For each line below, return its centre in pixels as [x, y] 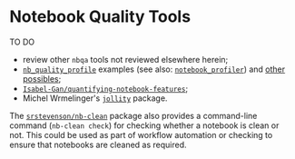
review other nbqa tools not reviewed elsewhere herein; [125, 59]
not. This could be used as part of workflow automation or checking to [141, 134]
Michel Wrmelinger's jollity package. [95, 98]
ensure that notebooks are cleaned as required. [98, 144]
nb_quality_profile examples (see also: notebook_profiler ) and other [154, 69]
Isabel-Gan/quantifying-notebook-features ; [105, 88]
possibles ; [42, 78]
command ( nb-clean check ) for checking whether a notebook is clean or [144, 125]
